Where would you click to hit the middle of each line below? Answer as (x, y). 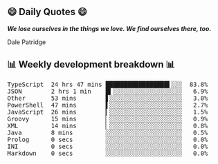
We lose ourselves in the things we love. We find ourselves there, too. (109, 28)
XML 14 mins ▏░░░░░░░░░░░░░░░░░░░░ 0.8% (108, 125)
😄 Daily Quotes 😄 (47, 12)
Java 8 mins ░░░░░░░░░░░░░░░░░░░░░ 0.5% (108, 132)
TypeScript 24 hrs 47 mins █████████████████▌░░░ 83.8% (108, 84)
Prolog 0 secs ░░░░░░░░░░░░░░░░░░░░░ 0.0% (108, 139)
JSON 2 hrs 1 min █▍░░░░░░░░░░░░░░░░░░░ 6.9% (108, 91)
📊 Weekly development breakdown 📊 (91, 64)
